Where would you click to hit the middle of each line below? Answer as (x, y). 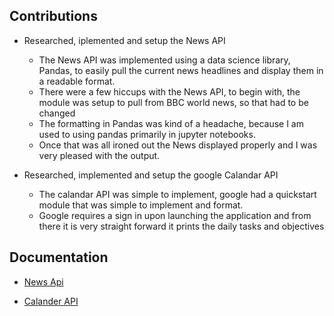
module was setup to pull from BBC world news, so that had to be (173, 102)
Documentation (59, 257)
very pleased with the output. (99, 155)
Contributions (53, 16)
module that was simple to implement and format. (141, 205)
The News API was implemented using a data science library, (164, 60)
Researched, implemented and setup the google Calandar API (151, 175)
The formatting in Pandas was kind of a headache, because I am (171, 123)
